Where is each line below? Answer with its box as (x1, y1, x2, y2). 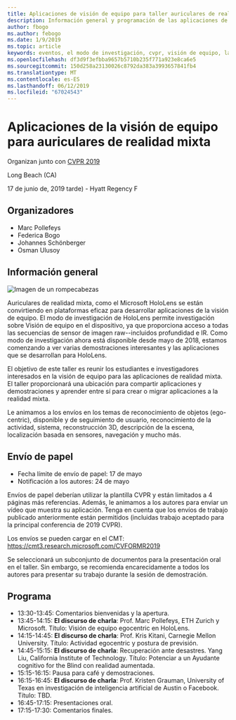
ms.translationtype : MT (7, 69, 77, 76)
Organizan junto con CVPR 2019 (7, 157, 100, 166)
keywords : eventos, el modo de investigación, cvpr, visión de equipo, (7, 50, 221, 57)
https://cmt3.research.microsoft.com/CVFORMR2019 (7, 541, 160, 550)
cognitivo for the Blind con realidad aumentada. (17, 662, 155, 670)
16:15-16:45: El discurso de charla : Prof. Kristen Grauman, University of (17, 676, 225, 685)
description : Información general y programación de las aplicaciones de (7, 17, 228, 24)
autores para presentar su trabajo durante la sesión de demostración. (7, 570, 209, 579)
